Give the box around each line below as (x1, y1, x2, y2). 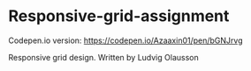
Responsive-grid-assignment (8, 6, 230, 26)
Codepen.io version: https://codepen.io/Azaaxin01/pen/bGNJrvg (8, 35, 244, 46)
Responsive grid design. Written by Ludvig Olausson (8, 52, 200, 62)
